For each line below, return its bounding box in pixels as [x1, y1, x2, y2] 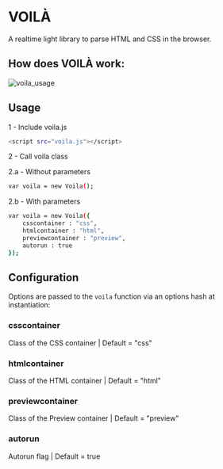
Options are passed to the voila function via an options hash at [8, 292, 216, 301]
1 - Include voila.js [8, 122, 67, 132]
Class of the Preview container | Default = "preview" [8, 414, 179, 423]
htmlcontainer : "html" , [22, 227, 105, 235]
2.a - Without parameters [8, 167, 91, 177]
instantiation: [8, 300, 51, 310]
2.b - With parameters [8, 196, 81, 206]
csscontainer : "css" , [22, 219, 98, 227]
